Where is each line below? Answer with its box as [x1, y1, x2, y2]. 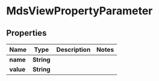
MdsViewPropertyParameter [6, 4, 153, 18]
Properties [6, 28, 47, 38]
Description [56, 46, 91, 54]
